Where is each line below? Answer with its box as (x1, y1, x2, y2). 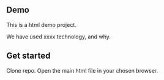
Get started (6, 51, 51, 61)
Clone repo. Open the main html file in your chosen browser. (6, 67, 158, 74)
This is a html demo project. (6, 21, 76, 28)
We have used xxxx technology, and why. (6, 33, 111, 40)
